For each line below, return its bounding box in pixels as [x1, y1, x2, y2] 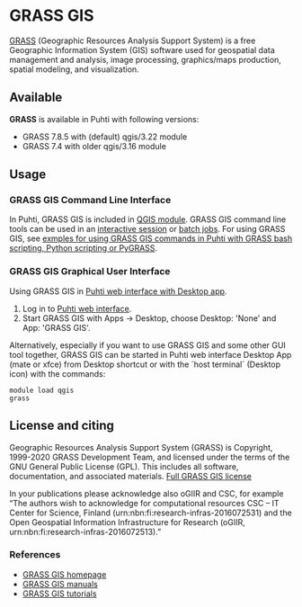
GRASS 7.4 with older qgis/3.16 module [22, 140, 166, 151]
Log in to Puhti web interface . [22, 303, 132, 314]
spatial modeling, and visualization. [9, 64, 139, 75]
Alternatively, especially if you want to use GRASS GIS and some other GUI [9, 339, 286, 351]
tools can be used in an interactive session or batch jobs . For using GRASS [9, 224, 286, 235]
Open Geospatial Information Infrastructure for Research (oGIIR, [9, 516, 245, 527]
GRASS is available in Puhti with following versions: [9, 113, 200, 124]
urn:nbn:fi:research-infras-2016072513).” [9, 526, 162, 537]
